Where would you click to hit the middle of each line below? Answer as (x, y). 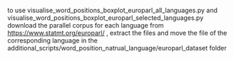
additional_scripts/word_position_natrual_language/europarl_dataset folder (117, 48)
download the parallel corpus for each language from (86, 25)
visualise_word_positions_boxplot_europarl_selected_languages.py (106, 18)
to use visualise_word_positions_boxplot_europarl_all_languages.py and (112, 10)
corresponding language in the (53, 41)
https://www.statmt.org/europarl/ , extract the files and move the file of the (117, 33)
